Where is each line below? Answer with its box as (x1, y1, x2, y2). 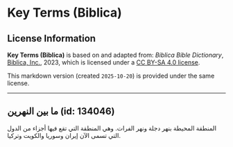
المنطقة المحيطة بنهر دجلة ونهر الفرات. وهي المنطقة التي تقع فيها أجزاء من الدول (7, 123, 217, 132)
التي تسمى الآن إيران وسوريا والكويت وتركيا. (7, 131, 121, 139)
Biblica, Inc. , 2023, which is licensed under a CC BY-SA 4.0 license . (7, 58, 200, 67)
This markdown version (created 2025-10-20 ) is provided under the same (7, 71, 215, 80)
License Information (7, 33, 96, 44)
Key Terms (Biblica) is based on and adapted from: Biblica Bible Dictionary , (7, 51, 224, 59)
